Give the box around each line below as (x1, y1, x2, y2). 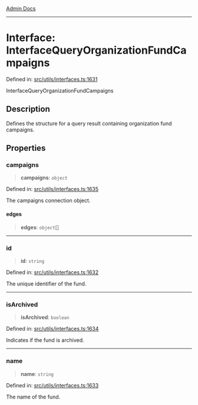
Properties (6, 143, 46, 153)
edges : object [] (20, 223, 60, 231)
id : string (20, 257, 45, 264)
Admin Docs (6, 5, 36, 12)
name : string (20, 370, 54, 377)
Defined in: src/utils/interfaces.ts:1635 (6, 186, 99, 193)
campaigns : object (20, 174, 68, 182)
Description (6, 104, 50, 114)
